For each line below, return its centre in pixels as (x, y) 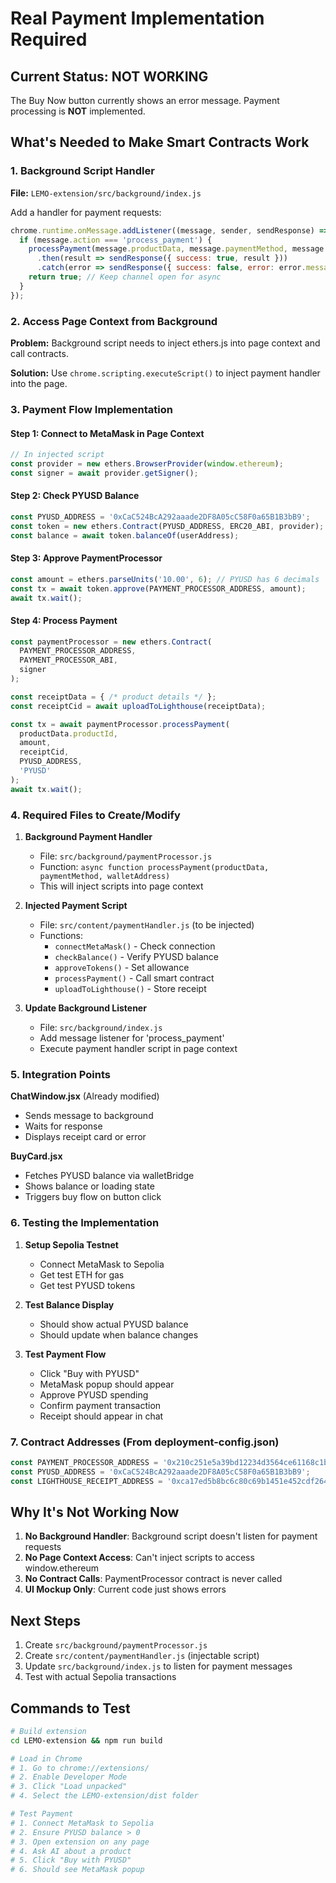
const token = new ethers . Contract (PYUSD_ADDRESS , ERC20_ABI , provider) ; (167, 526)
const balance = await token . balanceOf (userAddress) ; (125, 535)
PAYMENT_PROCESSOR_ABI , (68, 660)
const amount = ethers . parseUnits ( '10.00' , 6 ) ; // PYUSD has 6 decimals (165, 579)
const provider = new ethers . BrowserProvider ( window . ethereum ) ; (147, 463)
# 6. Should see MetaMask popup (77, 1870)
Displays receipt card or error (85, 1137)
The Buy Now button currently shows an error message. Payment (145, 100)
